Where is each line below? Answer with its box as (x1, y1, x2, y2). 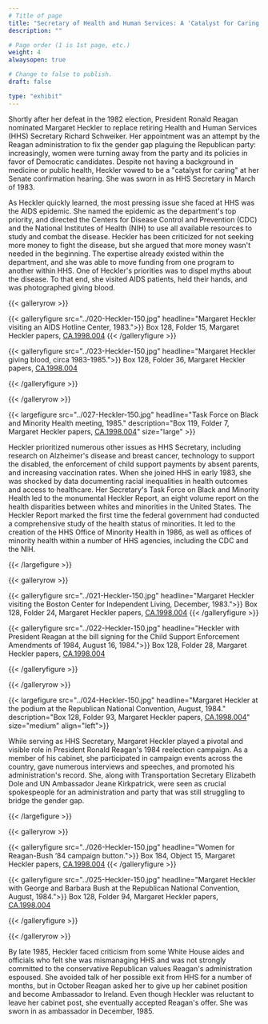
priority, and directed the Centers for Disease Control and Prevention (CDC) (8, 214, 258, 224)
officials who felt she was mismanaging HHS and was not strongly (8, 955, 226, 965)
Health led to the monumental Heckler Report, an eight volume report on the (8, 493, 259, 502)
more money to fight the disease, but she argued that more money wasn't (8, 240, 251, 250)
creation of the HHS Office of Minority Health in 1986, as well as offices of (8, 527, 252, 537)
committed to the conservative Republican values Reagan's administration (8, 963, 253, 973)
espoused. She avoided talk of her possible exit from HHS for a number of (8, 972, 252, 982)
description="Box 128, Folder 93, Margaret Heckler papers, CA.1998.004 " (8, 712, 250, 722)
